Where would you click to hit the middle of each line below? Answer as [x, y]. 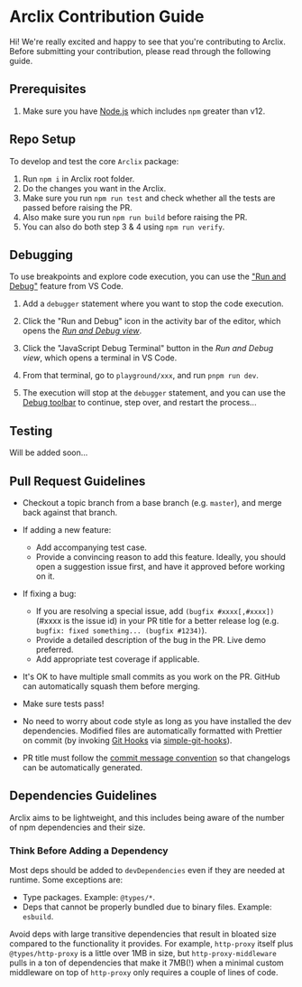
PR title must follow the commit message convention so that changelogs [156, 758]
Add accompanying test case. [91, 547]
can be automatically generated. [82, 768]
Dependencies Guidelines [83, 796]
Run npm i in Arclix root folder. [78, 179]
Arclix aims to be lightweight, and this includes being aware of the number [147, 817]
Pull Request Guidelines [78, 481]
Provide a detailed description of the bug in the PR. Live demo [151, 640]
